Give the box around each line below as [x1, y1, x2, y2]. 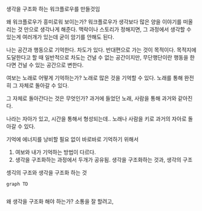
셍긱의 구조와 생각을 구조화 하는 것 [6, 169, 87, 176]
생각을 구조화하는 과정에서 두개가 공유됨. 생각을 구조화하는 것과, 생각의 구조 [15, 156, 193, 163]
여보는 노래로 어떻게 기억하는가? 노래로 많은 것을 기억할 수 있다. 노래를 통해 [6, 75, 183, 81]
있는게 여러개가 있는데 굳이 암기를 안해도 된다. [6, 33, 115, 41]
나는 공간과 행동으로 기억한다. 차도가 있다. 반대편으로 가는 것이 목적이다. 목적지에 [6, 46, 197, 53]
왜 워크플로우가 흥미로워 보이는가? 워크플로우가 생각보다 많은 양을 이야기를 [6, 18, 182, 25]
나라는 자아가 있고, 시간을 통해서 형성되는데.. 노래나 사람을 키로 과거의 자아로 [6, 115, 187, 122]
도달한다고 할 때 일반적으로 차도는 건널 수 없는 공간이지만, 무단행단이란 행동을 [6, 54, 189, 61]
